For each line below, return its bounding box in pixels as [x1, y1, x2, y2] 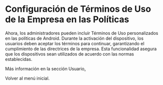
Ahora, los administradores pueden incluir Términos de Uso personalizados [5, 30, 159, 36]
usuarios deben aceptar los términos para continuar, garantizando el [5, 40, 145, 46]
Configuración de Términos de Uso [5, 3, 152, 15]
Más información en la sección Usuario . [5, 65, 86, 72]
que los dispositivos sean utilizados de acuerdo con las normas [5, 51, 134, 57]
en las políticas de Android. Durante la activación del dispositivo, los [5, 35, 144, 41]
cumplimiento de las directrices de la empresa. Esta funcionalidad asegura [5, 46, 157, 52]
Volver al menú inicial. [5, 75, 50, 81]
